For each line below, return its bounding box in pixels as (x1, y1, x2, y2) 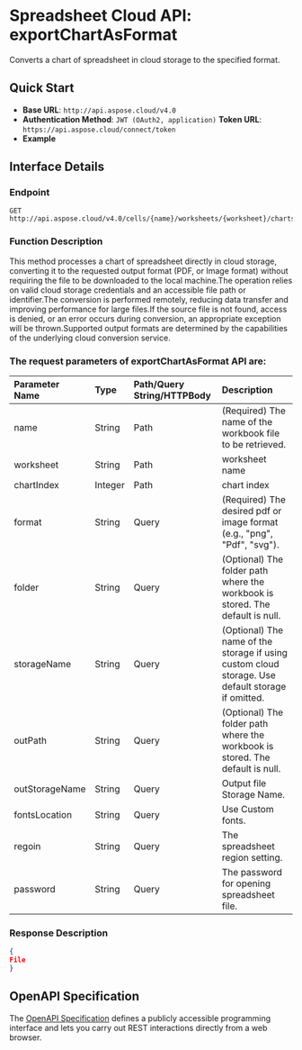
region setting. (221, 852, 283, 864)
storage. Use (221, 669, 276, 682)
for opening (221, 877, 271, 890)
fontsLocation (13, 809, 73, 821)
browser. (9, 1032, 42, 1043)
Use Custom (221, 803, 274, 816)
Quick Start (9, 80, 75, 95)
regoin (13, 840, 41, 853)
